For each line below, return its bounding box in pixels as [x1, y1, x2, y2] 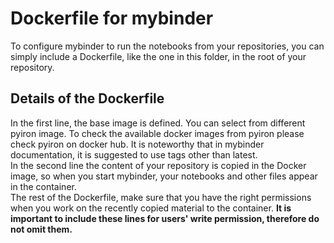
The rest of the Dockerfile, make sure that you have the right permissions [10, 191, 312, 203]
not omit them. [10, 223, 73, 235]
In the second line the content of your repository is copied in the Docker [10, 159, 307, 171]
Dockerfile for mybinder [10, 7, 214, 30]
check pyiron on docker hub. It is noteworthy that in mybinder [10, 138, 265, 150]
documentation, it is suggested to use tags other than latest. [10, 148, 258, 161]
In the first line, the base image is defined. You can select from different [10, 117, 306, 129]
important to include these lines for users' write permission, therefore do [10, 212, 320, 224]
